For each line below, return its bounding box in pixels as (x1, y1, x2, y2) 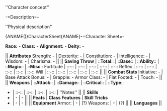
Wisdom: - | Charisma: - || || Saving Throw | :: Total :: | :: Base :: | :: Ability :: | (5, 58, 159, 64)
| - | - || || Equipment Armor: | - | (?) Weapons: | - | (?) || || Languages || (12, 100, 162, 106)
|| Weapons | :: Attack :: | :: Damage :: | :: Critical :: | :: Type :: (5, 80, 124, 85)
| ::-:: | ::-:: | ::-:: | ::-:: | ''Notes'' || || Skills (12, 89, 99, 95)
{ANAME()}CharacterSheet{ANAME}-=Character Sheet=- (5, 34, 125, 39)
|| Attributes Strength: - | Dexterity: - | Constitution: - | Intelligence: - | (5, 53, 151, 59)
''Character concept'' (5, 5, 50, 10)
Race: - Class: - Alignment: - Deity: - (5, 43, 85, 49)
